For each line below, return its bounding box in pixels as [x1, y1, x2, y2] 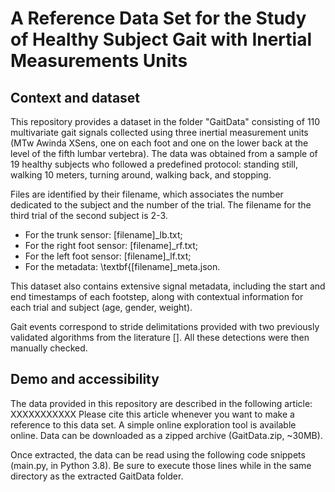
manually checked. [10, 342, 88, 354]
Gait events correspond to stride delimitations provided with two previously [10, 321, 320, 332]
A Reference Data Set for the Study [10, 7, 307, 30]
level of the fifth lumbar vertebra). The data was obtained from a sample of [10, 148, 318, 159]
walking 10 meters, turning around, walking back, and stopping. [10, 169, 272, 181]
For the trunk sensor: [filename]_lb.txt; [24, 229, 183, 241]
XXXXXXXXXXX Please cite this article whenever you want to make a [10, 408, 295, 420]
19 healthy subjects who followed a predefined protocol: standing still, [10, 158, 298, 170]
